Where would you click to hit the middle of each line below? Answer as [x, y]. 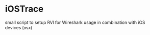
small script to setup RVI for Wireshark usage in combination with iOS [75, 22]
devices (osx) [19, 27]
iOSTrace [24, 9]
